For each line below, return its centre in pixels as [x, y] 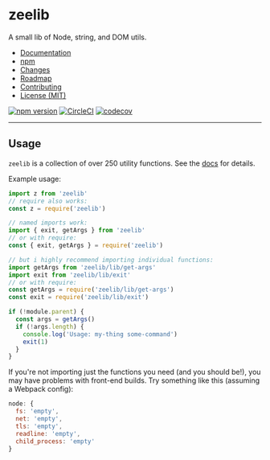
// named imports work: [48, 223]
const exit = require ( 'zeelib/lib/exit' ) [79, 298]
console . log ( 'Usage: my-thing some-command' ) [100, 334]
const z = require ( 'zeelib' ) [57, 208]
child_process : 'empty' [55, 441]
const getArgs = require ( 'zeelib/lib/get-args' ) [91, 290]
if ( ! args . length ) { [50, 327]
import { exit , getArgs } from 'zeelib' [77, 231]
